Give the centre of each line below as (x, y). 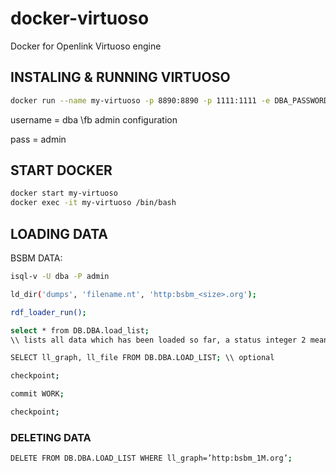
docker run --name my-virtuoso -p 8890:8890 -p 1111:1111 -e (140, 100)
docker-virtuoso (80, 18)
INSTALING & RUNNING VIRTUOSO (120, 77)
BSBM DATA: (36, 258)
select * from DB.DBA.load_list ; (80, 330)
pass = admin (38, 139)
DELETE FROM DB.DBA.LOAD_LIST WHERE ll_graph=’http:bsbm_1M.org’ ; (151, 458)
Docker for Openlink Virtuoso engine (86, 46)
